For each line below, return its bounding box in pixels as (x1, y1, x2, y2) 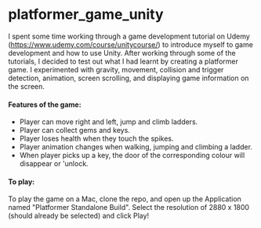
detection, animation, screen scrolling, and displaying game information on (8, 73, 249, 83)
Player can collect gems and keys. (19, 126, 131, 135)
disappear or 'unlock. (19, 159, 89, 168)
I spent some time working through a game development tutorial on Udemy (8, 31, 251, 41)
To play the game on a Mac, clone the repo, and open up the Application (8, 194, 241, 204)
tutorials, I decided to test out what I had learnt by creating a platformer (8, 57, 239, 66)
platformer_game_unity (8, 6, 164, 24)
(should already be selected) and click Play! (8, 211, 150, 221)
